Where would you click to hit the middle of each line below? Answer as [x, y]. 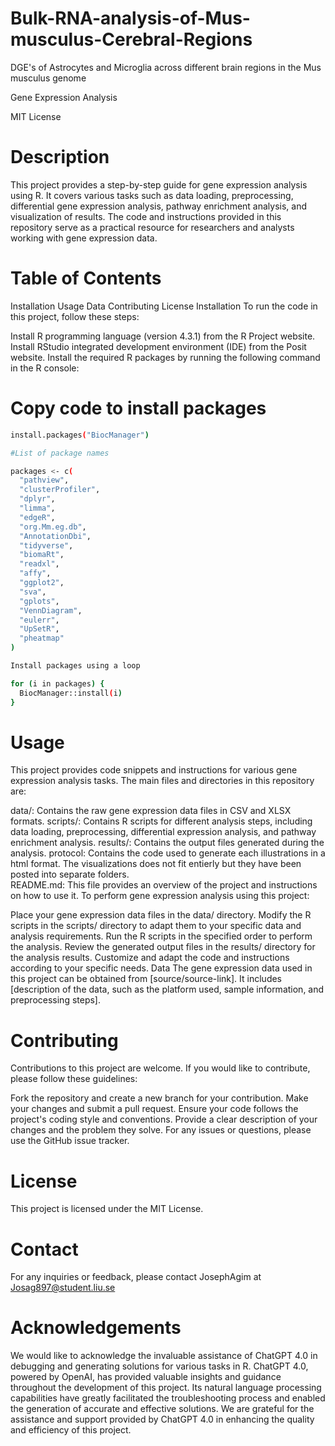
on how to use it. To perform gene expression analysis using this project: [160, 896]
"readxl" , [39, 564]
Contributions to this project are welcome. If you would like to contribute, [160, 1068]
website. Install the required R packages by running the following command [165, 357]
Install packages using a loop [75, 666]
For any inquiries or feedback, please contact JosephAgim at [136, 1277]
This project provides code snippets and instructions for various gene [154, 770]
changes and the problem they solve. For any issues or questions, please [161, 1130]
